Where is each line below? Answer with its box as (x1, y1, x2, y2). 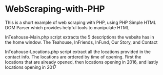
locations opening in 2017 (5, 64, 57, 70)
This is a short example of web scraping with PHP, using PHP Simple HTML (5, 19, 157, 25)
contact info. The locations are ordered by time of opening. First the (5, 54, 142, 59)
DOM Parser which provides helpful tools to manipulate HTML (5, 24, 129, 30)
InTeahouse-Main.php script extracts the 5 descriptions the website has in (5, 34, 155, 40)
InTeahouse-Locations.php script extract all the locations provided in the (5, 49, 151, 55)
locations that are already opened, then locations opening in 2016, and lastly (5, 59, 159, 65)
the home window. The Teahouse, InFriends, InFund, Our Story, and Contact (5, 39, 158, 45)
